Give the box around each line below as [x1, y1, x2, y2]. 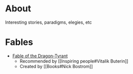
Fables [5, 37, 33, 48]
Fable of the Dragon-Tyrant [12, 53, 68, 59]
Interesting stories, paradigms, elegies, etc [5, 19, 92, 25]
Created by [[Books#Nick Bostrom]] [19, 63, 93, 69]
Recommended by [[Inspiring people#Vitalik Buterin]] [19, 58, 129, 64]
